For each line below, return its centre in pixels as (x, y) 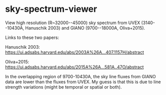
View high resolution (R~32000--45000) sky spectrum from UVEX (73, 23)
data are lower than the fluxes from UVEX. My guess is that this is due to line (83, 82)
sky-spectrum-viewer (51, 9)
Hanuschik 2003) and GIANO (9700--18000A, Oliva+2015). (85, 28)
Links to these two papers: (32, 37)
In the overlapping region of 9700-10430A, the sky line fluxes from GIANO (81, 76)
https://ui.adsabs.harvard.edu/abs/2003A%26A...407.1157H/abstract (75, 52)
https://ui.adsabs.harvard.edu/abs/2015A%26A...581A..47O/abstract (75, 67)
